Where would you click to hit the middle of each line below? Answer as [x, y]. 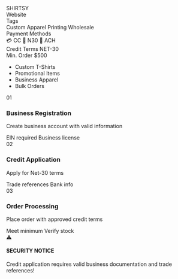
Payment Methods [29, 34]
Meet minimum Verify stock [40, 231]
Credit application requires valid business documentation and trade [89, 264]
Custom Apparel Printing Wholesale [50, 27]
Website [16, 14]
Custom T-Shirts [35, 67]
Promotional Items [37, 73]
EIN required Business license [43, 138]
